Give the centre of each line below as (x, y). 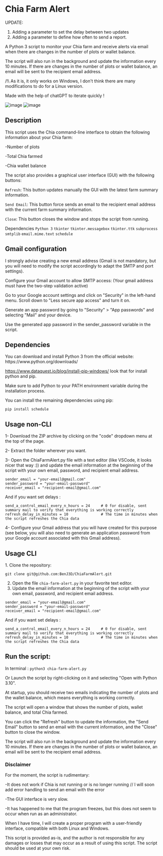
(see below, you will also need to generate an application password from (78, 533)
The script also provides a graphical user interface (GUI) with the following (80, 175)
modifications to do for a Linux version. (44, 86)
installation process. (25, 391)
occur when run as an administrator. (41, 814)
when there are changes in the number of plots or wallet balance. (71, 52)
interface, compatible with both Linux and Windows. (57, 828)
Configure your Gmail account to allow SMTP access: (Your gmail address (79, 280)
